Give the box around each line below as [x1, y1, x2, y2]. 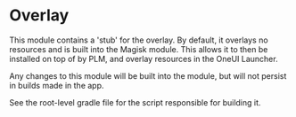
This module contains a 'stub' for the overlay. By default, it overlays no [9, 35, 269, 45]
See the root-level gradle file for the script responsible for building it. [9, 97, 261, 107]
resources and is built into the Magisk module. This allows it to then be [9, 43, 268, 54]
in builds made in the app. [9, 80, 104, 90]
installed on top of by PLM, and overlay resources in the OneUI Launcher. [9, 53, 278, 64]
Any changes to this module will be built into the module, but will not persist [9, 70, 287, 81]
